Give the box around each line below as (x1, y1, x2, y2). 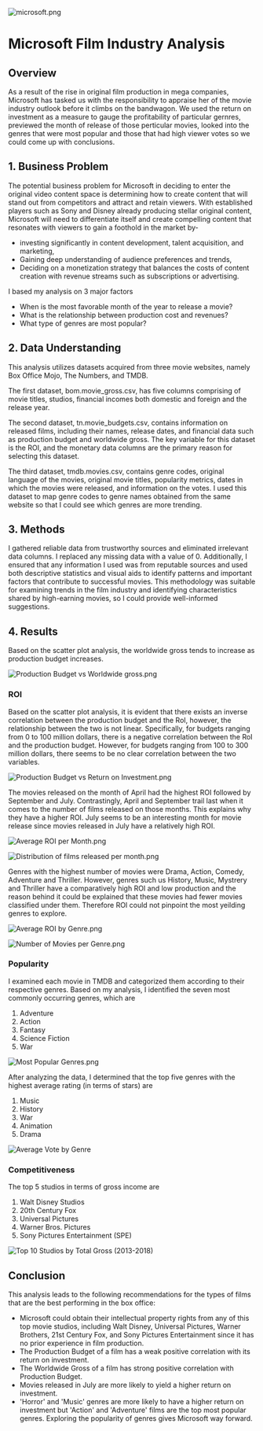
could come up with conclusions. (8, 138, 115, 146)
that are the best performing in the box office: (8, 1298, 155, 1307)
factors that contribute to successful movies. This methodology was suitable (8, 577, 256, 586)
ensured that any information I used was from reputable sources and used (8, 560, 248, 570)
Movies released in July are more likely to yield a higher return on (19, 1380, 232, 1389)
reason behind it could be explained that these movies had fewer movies (8, 891, 243, 901)
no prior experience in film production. (19, 1338, 144, 1348)
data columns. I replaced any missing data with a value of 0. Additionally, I (8, 551, 247, 562)
